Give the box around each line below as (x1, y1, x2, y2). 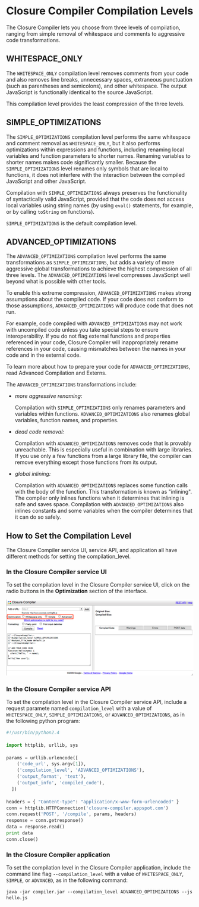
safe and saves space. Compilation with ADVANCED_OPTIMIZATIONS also (14, 501, 184, 508)
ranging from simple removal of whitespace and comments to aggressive (6, 30, 185, 37)
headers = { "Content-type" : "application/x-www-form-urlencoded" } (6, 799, 179, 805)
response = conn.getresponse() (6, 818, 84, 824)
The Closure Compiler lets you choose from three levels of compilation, (6, 24, 181, 31)
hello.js (6, 895, 28, 901)
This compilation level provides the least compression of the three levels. (6, 100, 185, 107)
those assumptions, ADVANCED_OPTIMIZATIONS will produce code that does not (6, 302, 193, 309)
